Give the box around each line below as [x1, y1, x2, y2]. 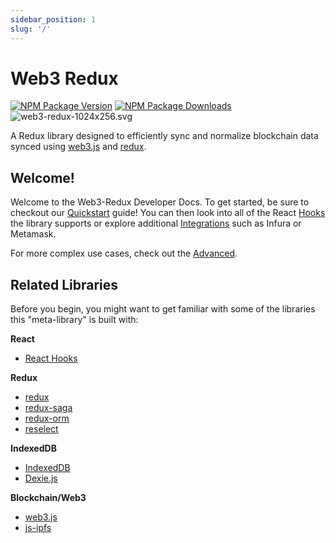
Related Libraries [10, 276, 118, 293]
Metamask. [10, 228, 57, 240]
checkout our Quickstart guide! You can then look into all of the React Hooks [10, 207, 326, 219]
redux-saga [24, 402, 73, 414]
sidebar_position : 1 [10, 14, 97, 25]
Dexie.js [24, 472, 58, 485]
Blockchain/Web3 [10, 492, 87, 504]
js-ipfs [24, 522, 52, 534]
